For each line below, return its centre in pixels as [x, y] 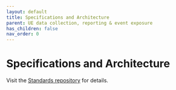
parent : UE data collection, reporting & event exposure [80, 23]
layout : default [27, 12]
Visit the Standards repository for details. [57, 80]
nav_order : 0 [23, 34]
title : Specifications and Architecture [58, 17]
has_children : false [32, 28]
